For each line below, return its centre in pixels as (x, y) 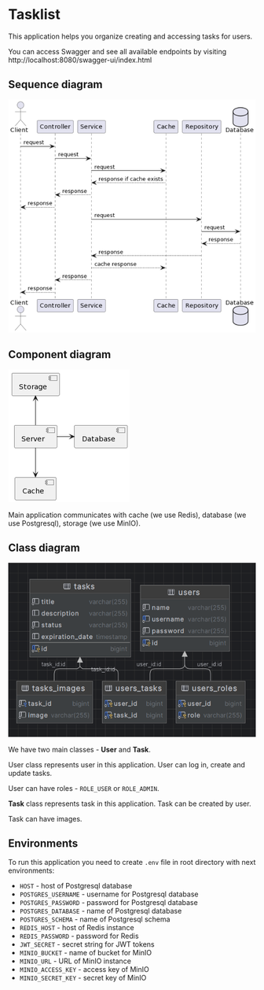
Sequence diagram (56, 85)
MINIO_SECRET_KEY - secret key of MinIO (83, 978)
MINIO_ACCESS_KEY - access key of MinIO (84, 970)
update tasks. (30, 773)
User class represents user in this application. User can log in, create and (127, 764)
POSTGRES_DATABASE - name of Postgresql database (101, 911)
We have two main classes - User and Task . (79, 749)
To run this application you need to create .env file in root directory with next (132, 863)
